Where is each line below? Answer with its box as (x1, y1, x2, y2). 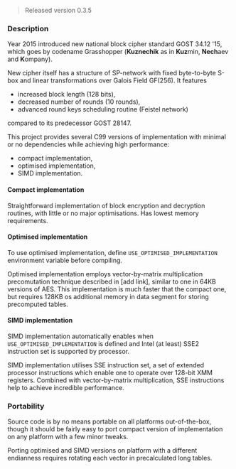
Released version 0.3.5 (24, 6, 92, 14)
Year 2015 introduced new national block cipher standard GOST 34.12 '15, (7, 40, 222, 48)
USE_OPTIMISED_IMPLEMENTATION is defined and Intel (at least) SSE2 (7, 339, 199, 347)
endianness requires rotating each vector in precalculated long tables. (7, 454, 213, 463)
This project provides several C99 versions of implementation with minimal (7, 133, 226, 141)
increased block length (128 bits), (17, 90, 116, 99)
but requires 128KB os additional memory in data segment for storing (7, 292, 210, 301)
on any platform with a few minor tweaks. (7, 433, 129, 441)
